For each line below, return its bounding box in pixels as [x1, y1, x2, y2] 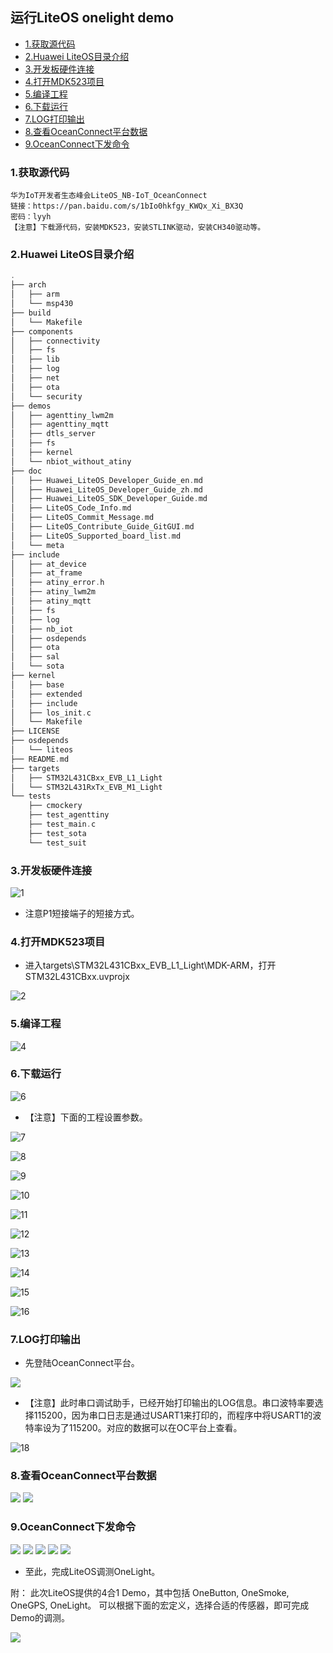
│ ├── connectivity [10, 336, 101, 346]
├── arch [10, 280, 47, 290]
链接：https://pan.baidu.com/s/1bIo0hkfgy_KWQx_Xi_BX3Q [10, 201, 244, 212]
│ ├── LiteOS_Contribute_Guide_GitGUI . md [10, 522, 195, 532]
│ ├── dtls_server [10, 429, 97, 439]
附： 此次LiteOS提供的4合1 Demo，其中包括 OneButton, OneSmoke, [10, 1586, 290, 1598]
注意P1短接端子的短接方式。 [24, 907, 140, 919]
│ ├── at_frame [10, 568, 83, 578]
